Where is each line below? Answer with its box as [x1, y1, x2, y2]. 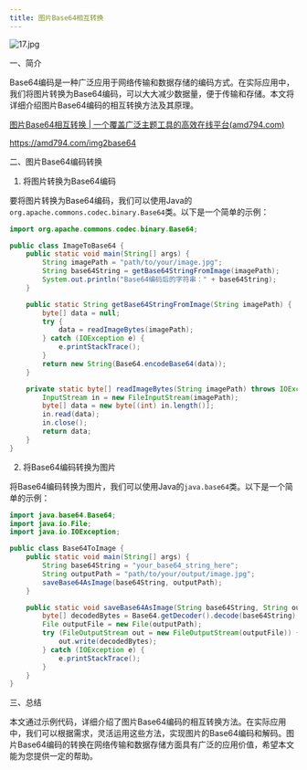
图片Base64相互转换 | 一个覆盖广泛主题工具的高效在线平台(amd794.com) [9, 119, 285, 130]
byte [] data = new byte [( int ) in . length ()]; [42, 401, 215, 411]
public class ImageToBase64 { [9, 241, 125, 250]
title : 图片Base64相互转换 [9, 13, 104, 23]
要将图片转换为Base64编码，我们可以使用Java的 [9, 195, 193, 206]
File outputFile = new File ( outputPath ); [42, 620, 203, 629]
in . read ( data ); [42, 410, 101, 419]
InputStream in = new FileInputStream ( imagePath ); [42, 393, 239, 402]
